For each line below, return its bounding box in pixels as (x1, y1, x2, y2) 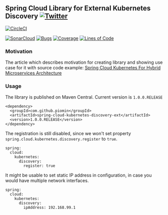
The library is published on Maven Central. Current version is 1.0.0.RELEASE (5, 94, 163, 100)
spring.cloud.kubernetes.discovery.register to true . (5, 136, 118, 142)
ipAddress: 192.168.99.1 (23, 205, 76, 210)
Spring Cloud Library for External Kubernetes (5, 4, 151, 13)
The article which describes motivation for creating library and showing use (5, 59, 163, 65)
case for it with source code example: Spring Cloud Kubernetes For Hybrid (5, 65, 161, 71)
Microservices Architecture (5, 70, 62, 76)
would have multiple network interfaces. (5, 178, 89, 184)
